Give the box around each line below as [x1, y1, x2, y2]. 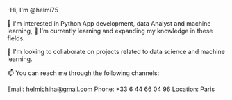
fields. [7, 34, 26, 42]
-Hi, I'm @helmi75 [7, 6, 59, 14]
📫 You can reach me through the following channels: [7, 69, 160, 77]
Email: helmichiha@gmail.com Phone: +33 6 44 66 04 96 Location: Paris [7, 85, 215, 93]
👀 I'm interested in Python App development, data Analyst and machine [7, 19, 211, 27]
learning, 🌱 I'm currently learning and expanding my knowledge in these [7, 27, 213, 35]
